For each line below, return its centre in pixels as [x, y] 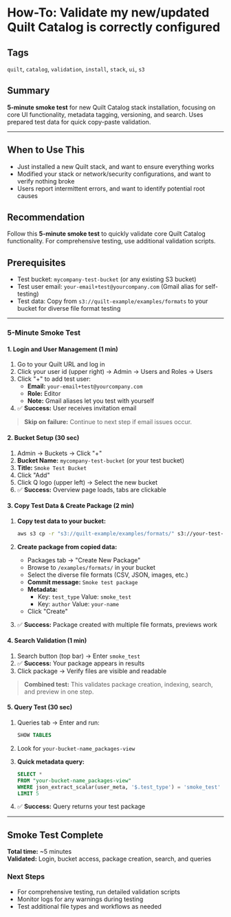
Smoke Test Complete [55, 835]
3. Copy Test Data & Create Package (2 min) [70, 506]
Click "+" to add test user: [54, 379]
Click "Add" [33, 475]
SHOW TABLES [34, 736]
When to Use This [46, 150]
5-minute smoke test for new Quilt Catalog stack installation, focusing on [111, 107]
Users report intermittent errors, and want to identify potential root [111, 188]
